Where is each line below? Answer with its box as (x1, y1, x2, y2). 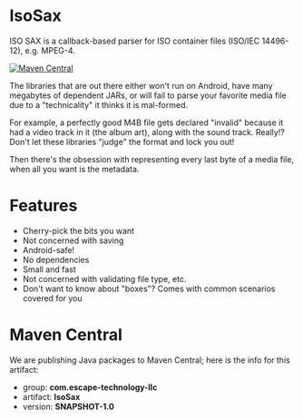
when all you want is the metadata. (9, 163, 140, 174)
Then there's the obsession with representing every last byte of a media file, (9, 153, 295, 164)
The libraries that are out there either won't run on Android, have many (9, 80, 274, 91)
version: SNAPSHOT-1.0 (22, 401, 115, 412)
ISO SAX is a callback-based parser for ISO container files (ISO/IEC (9, 35, 260, 46)
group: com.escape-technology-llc (22, 382, 158, 393)
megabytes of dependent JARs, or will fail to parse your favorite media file (9, 90, 288, 101)
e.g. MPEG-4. (24, 44, 75, 55)
